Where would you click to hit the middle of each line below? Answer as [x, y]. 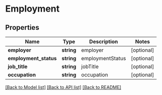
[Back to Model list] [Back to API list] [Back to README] [63, 87]
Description [104, 42]
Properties [22, 28]
